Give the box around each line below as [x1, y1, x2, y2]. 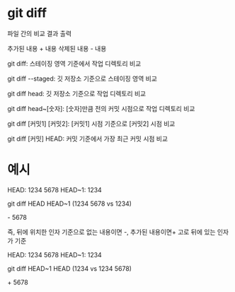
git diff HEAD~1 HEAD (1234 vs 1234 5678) [7, 264, 132, 273]
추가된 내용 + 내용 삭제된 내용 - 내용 [7, 44, 107, 52]
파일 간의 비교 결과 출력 [7, 29, 72, 37]
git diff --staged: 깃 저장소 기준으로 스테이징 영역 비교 [7, 74, 158, 83]
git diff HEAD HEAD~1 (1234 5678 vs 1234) [7, 199, 132, 208]
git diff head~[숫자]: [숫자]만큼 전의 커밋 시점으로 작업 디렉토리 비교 [7, 104, 195, 112]
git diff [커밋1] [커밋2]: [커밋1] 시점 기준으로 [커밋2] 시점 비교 [7, 119, 176, 128]
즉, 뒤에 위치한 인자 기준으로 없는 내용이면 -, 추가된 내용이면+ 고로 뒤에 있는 [7, 228, 216, 236]
